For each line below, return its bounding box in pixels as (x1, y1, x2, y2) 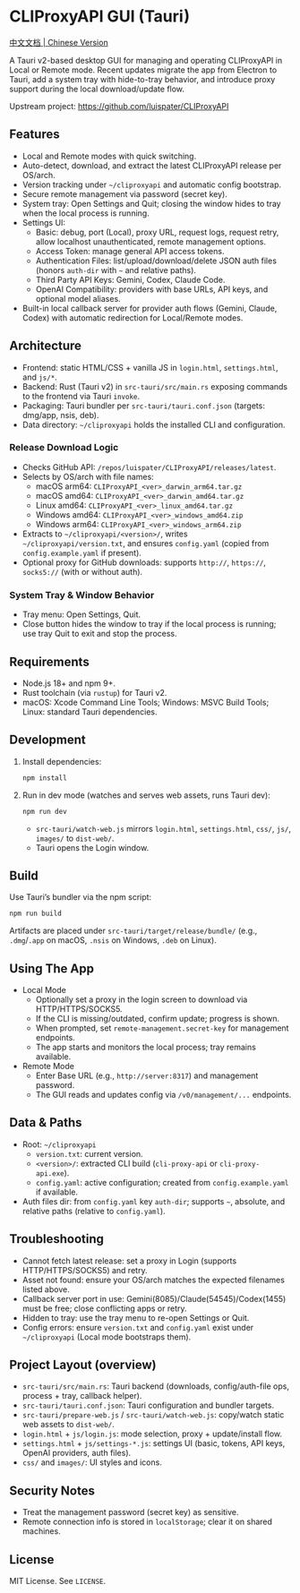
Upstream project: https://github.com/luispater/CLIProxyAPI (9, 100, 229, 111)
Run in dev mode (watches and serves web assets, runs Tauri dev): (21, 790, 270, 801)
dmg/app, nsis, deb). (21, 409, 99, 420)
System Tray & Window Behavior (9, 588, 155, 601)
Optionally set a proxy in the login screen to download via (35, 994, 248, 1005)
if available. (35, 1186, 79, 1197)
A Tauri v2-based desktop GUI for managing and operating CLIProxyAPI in (9, 55, 283, 65)
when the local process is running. (21, 208, 150, 218)
